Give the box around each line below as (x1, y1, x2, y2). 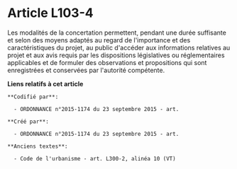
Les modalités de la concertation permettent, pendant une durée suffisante (7, 28, 227, 37)
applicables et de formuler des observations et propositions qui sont (7, 58, 207, 66)
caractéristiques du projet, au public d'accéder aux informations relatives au (7, 43, 231, 52)
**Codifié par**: (7, 93, 59, 100)
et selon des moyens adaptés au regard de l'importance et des (7, 35, 191, 44)
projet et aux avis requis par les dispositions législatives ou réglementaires (7, 51, 225, 59)
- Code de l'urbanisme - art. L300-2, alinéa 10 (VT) (13, 155, 176, 162)
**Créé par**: (7, 118, 50, 125)
